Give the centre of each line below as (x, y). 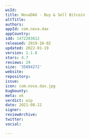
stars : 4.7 (17, 57)
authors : (14, 24)
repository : (18, 77)
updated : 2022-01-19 (27, 48)
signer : (13, 110)
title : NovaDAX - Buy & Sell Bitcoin (45, 15)
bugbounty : (17, 91)
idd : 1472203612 (22, 39)
